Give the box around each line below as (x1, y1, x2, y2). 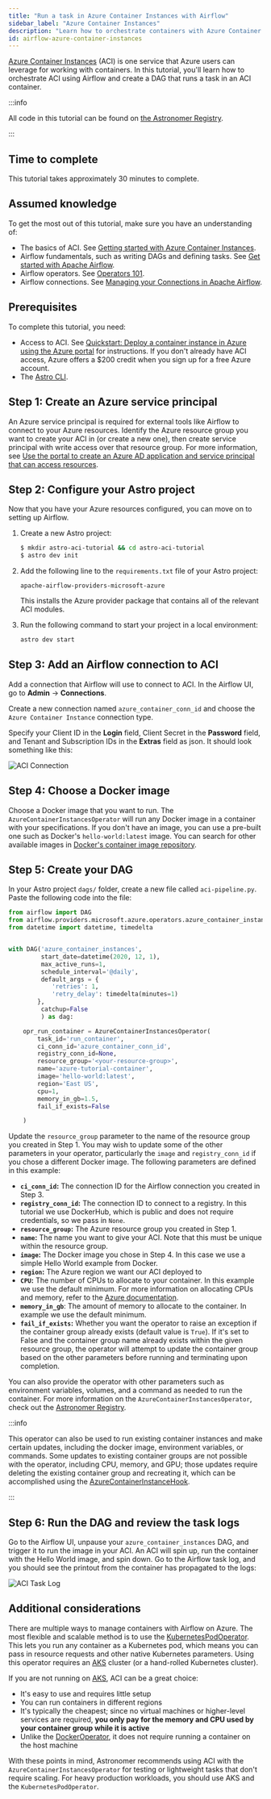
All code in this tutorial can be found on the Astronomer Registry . (8, 114, 224, 123)
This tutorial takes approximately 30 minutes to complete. (8, 174, 199, 184)
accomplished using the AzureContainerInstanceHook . (8, 1477, 190, 1487)
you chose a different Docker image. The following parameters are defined (8, 1157, 256, 1167)
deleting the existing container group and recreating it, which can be (8, 1468, 236, 1478)
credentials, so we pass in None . (19, 1216, 126, 1225)
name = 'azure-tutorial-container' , (37, 1065, 153, 1073)
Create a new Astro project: (19, 528, 112, 538)
